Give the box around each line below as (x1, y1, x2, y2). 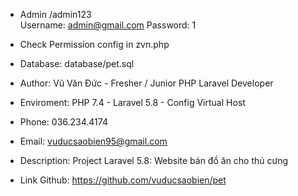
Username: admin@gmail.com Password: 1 (19, 19, 197, 31)
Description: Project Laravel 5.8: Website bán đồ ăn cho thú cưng (19, 155, 289, 166)
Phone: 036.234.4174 (19, 116, 108, 128)
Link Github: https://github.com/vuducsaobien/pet (19, 174, 227, 186)
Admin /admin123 (19, 9, 92, 20)
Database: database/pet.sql (19, 58, 135, 69)
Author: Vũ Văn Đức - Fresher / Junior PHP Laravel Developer (19, 77, 274, 89)
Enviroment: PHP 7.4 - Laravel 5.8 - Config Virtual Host (19, 97, 246, 108)
